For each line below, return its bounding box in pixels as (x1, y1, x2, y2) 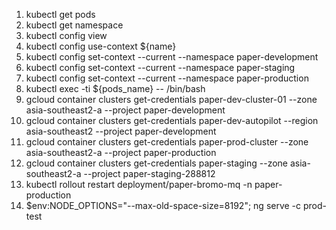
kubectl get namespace (25, 19, 124, 31)
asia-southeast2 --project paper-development (25, 125, 217, 137)
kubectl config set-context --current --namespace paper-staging (25, 62, 296, 73)
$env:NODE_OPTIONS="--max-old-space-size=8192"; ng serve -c (25, 200, 302, 211)
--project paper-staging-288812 (83, 168, 216, 179)
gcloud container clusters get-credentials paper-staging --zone (25, 157, 289, 169)
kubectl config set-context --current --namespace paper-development (25, 51, 319, 63)
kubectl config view (25, 30, 108, 41)
